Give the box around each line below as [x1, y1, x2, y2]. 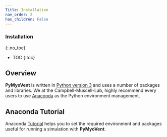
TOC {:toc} [12, 54, 35, 60]
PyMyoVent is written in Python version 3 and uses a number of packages [5, 82, 160, 88]
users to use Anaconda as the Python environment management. [5, 93, 140, 99]
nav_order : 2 [5, 12, 33, 17]
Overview [5, 69, 37, 78]
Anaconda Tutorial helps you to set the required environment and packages [5, 121, 162, 127]
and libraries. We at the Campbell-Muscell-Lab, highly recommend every [5, 87, 156, 93]
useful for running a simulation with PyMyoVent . [5, 126, 106, 132]
